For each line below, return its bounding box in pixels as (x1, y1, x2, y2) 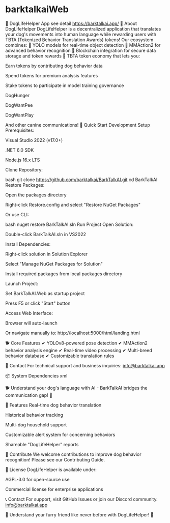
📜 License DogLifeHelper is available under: (5, 467, 97, 473)
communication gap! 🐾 (5, 392, 52, 398)
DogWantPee (5, 102, 33, 108)
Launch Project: (5, 280, 39, 286)
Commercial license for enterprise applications (5, 486, 103, 492)
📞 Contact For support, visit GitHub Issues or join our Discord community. (5, 496, 158, 502)
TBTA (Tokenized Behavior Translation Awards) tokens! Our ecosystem (5, 37, 154, 43)
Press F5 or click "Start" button (5, 300, 71, 306)
